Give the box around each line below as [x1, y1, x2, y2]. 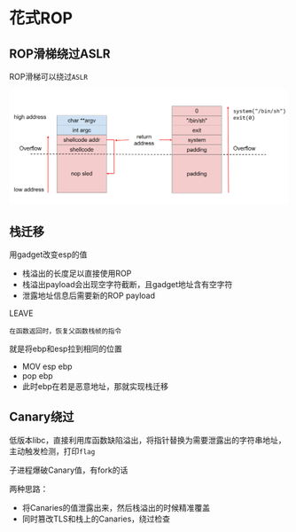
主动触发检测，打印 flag [9, 445, 96, 457]
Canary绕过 [9, 410, 74, 425]
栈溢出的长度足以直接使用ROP [21, 268, 132, 279]
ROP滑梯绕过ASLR [9, 46, 111, 61]
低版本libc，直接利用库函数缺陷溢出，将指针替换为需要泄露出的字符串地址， [9, 434, 286, 445]
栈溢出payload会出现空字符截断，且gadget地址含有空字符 [21, 279, 233, 290]
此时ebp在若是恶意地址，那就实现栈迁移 [21, 381, 169, 392]
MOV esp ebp [21, 361, 73, 372]
